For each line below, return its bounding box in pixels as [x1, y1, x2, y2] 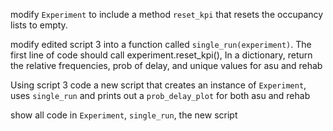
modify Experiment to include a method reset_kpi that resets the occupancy [10, 9, 324, 20]
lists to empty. [10, 19, 68, 31]
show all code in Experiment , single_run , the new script [10, 109, 238, 121]
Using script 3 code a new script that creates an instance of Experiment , [10, 79, 307, 91]
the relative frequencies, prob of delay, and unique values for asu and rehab [10, 60, 323, 71]
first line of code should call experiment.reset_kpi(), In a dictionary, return [10, 49, 313, 61]
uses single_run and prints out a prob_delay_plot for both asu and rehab [10, 90, 311, 101]
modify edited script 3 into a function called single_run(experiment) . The [10, 39, 312, 50]
